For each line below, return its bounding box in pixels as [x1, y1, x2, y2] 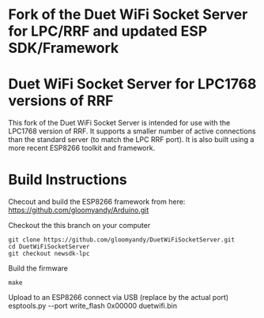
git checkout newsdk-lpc [8, 250, 90, 258]
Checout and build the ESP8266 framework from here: [8, 197, 186, 207]
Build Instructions [8, 171, 128, 189]
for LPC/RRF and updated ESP [8, 22, 208, 40]
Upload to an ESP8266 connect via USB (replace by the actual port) [8, 293, 229, 302]
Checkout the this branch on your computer [8, 221, 151, 230]
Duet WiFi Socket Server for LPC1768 [8, 75, 257, 93]
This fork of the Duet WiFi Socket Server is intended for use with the [8, 118, 231, 128]
